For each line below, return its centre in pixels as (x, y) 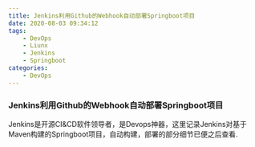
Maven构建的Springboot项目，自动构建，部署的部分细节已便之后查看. (123, 134)
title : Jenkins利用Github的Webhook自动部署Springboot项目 (101, 16)
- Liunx (35, 46)
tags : (17, 31)
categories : (28, 68)
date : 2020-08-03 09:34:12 (53, 23)
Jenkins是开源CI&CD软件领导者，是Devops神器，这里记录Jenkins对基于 (127, 124)
